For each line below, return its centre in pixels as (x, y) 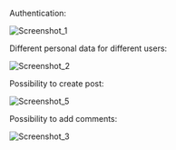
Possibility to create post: (57, 84)
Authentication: (38, 13)
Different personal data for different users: (88, 48)
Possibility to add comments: (64, 119)
